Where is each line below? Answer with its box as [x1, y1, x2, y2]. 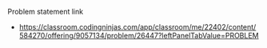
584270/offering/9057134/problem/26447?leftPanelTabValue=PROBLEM [18, 31, 259, 40]
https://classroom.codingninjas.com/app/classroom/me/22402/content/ [18, 22, 257, 31]
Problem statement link [7, 7, 84, 16]
